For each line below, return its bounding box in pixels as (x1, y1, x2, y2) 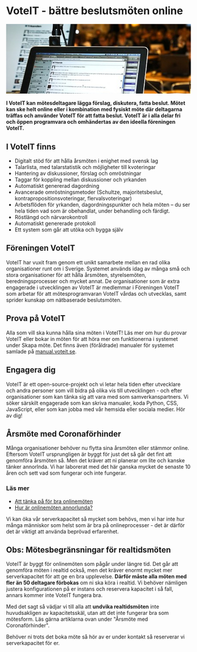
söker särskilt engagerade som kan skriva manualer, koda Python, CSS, (6, 399, 179, 406)
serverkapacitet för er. (6, 640, 60, 647)
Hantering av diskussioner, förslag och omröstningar (14, 170, 142, 177)
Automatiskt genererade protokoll (14, 220, 96, 227)
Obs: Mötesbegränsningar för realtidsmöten (6, 545, 171, 555)
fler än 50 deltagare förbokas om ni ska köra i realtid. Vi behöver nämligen (6, 579, 188, 587)
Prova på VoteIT (6, 313, 66, 323)
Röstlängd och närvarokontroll (14, 214, 88, 221)
